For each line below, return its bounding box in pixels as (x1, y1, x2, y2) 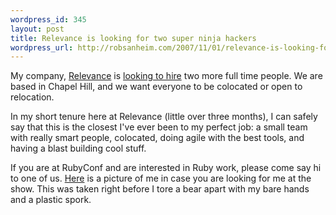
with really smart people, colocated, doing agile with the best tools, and (10, 132, 305, 144)
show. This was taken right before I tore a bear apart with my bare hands (10, 183, 310, 195)
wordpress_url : (10, 42, 74, 53)
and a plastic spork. (10, 194, 92, 206)
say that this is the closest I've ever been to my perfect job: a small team (10, 121, 308, 133)
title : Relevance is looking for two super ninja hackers (10, 33, 257, 43)
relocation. (10, 91, 55, 103)
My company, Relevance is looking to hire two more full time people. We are (10, 70, 323, 82)
